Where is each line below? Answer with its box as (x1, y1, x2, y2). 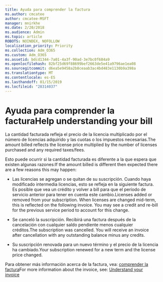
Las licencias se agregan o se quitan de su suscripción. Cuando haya (12, 176, 151, 182)
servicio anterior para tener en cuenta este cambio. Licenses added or (12, 192, 152, 198)
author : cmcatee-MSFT (5, 16, 49, 21)
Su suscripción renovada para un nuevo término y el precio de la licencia (12, 242, 158, 247)
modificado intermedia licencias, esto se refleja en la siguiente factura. (12, 181, 154, 188)
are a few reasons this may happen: (5, 167, 77, 173)
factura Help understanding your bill (5, 115, 153, 127)
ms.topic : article (5, 35, 42, 39)
